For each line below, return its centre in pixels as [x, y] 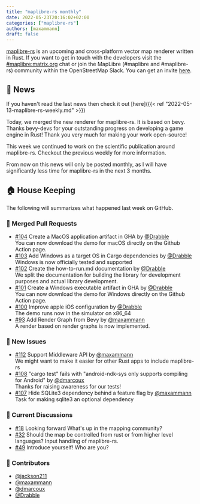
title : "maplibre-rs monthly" [44, 12]
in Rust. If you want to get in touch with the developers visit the [84, 58]
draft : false [22, 34]
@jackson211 [31, 476]
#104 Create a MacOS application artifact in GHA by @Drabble [92, 237]
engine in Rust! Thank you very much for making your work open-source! [97, 134]
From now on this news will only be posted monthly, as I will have [87, 164]
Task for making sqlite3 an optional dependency [74, 399]
